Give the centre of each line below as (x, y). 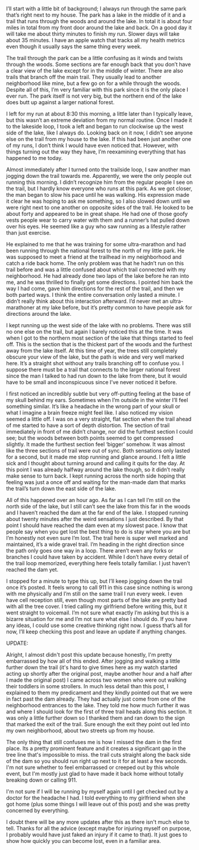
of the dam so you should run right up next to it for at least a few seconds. (97, 761)
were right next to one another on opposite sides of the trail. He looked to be (100, 207)
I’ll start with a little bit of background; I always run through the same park (96, 9)
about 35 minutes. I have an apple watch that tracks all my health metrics (96, 40)
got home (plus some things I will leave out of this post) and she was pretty (98, 804)
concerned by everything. (38, 810)
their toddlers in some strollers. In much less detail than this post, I (87, 686)
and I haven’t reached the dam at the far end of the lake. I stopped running (97, 513)
